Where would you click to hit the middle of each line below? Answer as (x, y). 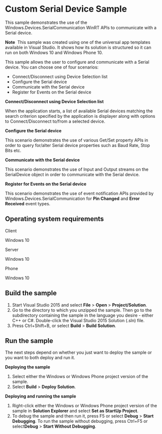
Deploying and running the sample (41, 396)
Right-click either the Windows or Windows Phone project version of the (84, 406)
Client (11, 231)
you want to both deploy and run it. (40, 358)
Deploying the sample (27, 367)
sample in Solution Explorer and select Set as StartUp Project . (75, 411)
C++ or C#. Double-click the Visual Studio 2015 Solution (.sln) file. (78, 320)
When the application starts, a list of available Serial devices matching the (79, 111)
